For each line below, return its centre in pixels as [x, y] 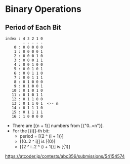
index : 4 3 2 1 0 [24, 39]
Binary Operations [43, 9]
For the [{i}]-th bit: [31, 131]
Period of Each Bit [33, 27]
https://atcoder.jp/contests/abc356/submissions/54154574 [65, 156]
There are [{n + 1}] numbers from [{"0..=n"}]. [58, 125]
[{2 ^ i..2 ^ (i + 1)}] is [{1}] [45, 146]
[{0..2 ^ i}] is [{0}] [38, 141]
